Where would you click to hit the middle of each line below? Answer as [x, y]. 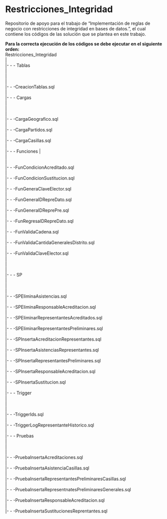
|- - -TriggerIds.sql [24, 414]
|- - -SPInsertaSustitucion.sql [36, 382]
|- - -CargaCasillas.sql [28, 140]
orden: [12, 49]
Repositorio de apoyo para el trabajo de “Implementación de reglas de [78, 23]
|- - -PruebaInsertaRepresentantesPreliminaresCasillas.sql [66, 479]
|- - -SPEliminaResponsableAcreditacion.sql [51, 307]
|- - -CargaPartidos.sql [29, 129]
